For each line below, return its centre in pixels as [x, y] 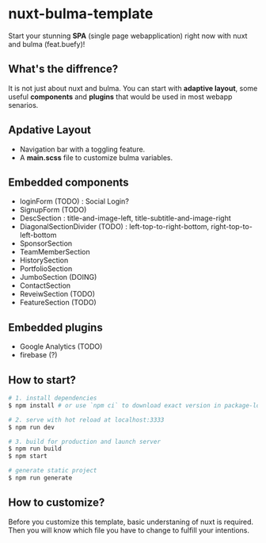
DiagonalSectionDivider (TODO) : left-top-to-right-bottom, [114, 227]
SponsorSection [46, 243]
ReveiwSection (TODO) [57, 294]
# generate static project [53, 471]
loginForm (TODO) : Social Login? [74, 201]
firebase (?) [38, 355]
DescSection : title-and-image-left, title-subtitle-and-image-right [125, 218]
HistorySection [44, 260]
